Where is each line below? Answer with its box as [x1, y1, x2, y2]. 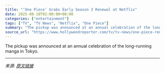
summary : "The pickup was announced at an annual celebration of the [5, 25, 151, 30]
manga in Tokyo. [5, 48, 39, 54]
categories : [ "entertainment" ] [5, 16, 69, 21]
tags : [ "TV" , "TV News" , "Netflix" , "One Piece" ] [5, 20, 109, 26]
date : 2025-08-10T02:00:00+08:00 [5, 12, 74, 17]
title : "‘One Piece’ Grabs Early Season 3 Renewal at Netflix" [5, 7, 137, 12]
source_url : [5, 30, 29, 35]
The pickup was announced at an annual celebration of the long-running [5, 43, 152, 49]
